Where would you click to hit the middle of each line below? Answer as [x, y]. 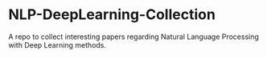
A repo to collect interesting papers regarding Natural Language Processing [134, 37]
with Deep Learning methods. [58, 44]
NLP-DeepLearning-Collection [112, 15]
